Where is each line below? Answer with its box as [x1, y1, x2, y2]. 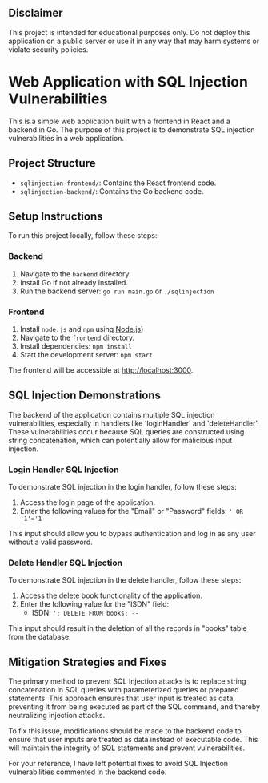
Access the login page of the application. [19, 498, 156, 507]
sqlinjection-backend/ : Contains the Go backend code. [19, 186, 204, 196]
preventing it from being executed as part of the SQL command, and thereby [8, 702, 261, 712]
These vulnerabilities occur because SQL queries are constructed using [8, 426, 245, 436]
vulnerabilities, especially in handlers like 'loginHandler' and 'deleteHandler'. [8, 418, 260, 428]
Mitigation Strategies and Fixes [8, 655, 167, 668]
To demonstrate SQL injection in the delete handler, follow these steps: [8, 575, 242, 585]
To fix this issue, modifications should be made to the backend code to [8, 726, 242, 736]
